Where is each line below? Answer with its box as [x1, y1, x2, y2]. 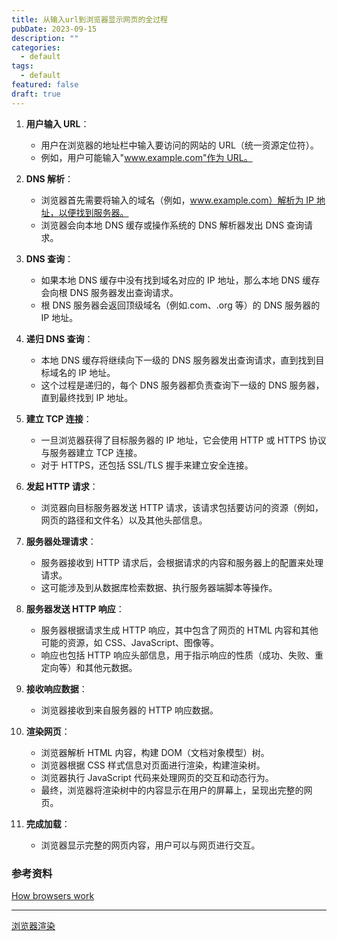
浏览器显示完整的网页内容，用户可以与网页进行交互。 [40, 839, 261, 851]
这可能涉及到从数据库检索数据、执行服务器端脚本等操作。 [40, 581, 278, 593]
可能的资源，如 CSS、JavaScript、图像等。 [40, 636, 219, 648]
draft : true [11, 89, 61, 99]
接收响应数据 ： [25, 682, 88, 695]
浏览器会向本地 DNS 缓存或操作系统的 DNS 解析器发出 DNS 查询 [40, 219, 305, 231]
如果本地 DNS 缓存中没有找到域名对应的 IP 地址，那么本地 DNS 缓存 [40, 274, 321, 286]
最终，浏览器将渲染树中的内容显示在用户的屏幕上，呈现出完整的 [40, 784, 304, 796]
